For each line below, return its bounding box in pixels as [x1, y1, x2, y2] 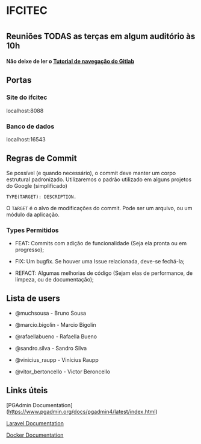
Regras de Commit [6, 153, 77, 164]
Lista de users [6, 294, 60, 304]
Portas [6, 75, 32, 85]
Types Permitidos [6, 226, 59, 234]
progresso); [14, 246, 44, 254]
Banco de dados [6, 122, 55, 130]
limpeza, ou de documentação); [14, 276, 94, 283]
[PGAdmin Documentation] [6, 401, 73, 408]
